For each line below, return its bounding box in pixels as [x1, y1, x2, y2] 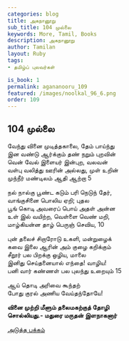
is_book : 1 [7, 76, 40, 83]
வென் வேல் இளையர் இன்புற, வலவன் [7, 158, 108, 166]
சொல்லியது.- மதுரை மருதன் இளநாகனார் [7, 311, 118, 320]
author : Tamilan [7, 44, 56, 51]
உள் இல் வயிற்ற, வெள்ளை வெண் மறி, [7, 212, 110, 220]
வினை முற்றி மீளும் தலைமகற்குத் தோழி [7, 302, 110, 311]
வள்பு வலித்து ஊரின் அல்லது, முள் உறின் [7, 166, 119, 174]
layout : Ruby [7, 51, 46, 58]
